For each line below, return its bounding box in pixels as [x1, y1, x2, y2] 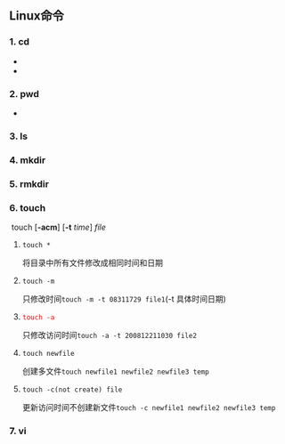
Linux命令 [9, 8, 64, 24]
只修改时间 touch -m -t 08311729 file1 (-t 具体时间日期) [21, 294, 227, 304]
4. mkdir [9, 154, 46, 166]
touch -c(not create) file [21, 385, 123, 394]
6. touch [9, 201, 46, 214]
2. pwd [9, 87, 40, 100]
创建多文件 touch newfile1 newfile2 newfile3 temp [21, 366, 209, 376]
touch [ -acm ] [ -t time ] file [11, 222, 107, 233]
